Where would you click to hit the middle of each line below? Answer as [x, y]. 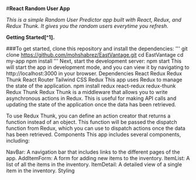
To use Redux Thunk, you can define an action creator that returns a [88, 116]
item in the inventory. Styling [40, 171]
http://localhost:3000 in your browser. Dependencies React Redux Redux [94, 73]
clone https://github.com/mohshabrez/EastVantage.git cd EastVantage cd [95, 55]
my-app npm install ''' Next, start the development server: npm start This [94, 61]
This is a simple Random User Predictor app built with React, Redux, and [94, 20]
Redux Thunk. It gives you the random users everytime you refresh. [87, 26]
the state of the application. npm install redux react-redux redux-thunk [91, 86]
